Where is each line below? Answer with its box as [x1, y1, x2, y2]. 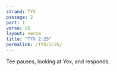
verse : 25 [6, 25, 31, 31]
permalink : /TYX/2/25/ [6, 42, 62, 48]
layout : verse [6, 31, 42, 37]
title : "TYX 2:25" [6, 36, 52, 42]
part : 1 [6, 20, 26, 25]
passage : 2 [6, 14, 33, 20]
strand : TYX [6, 8, 36, 15]
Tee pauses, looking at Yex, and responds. [6, 57, 110, 65]
